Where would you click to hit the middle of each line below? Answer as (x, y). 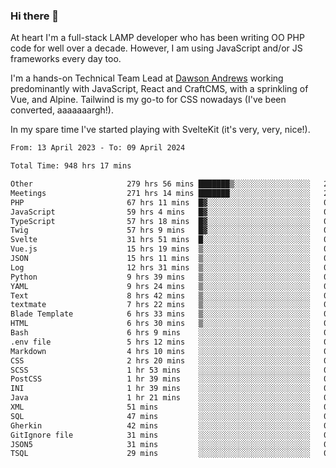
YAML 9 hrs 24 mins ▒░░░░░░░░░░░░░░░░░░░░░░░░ (160, 286)
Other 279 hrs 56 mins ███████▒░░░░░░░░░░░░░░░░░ (160, 184)
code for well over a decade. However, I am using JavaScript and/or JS (156, 48)
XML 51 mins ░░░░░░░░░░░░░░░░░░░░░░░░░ (160, 407)
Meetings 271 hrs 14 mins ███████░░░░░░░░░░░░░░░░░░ (160, 193)
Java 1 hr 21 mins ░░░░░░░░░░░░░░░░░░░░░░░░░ (160, 398)
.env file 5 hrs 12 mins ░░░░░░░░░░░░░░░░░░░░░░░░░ (160, 342)
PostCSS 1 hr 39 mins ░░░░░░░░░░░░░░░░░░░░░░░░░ (160, 379)
